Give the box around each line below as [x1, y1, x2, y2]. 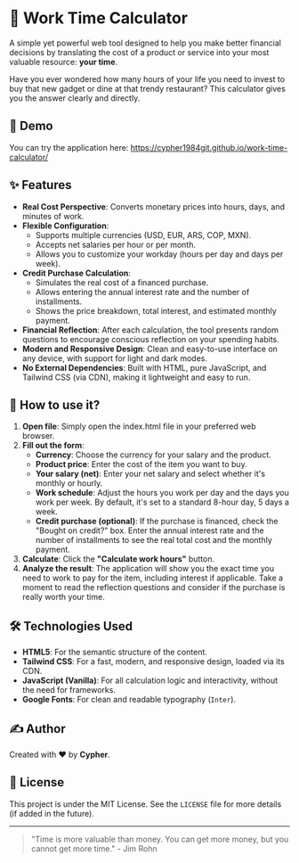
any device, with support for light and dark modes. [21, 352, 207, 364]
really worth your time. [21, 592, 105, 603]
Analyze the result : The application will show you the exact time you [21, 563, 274, 574]
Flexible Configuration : [21, 220, 109, 231]
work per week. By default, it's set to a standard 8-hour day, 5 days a [35, 497, 289, 507]
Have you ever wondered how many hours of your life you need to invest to [9, 73, 286, 84]
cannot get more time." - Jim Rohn [30, 842, 158, 854]
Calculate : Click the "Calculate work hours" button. [21, 554, 215, 564]
